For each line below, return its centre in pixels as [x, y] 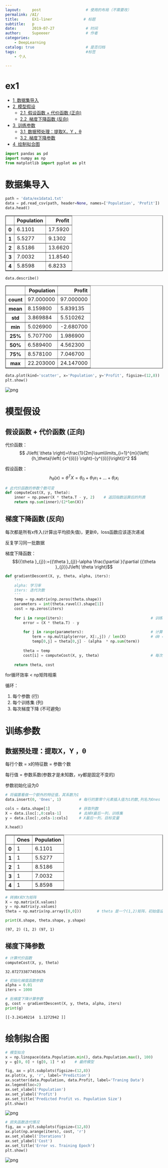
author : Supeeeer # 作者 [51, 33]
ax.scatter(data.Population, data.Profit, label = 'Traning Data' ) [74, 1080]
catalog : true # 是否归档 [55, 47]
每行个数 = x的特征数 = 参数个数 [38, 764]
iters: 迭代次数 [29, 590]
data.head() [17, 208]
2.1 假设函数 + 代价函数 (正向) [50, 113]
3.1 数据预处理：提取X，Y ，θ [51, 132]
